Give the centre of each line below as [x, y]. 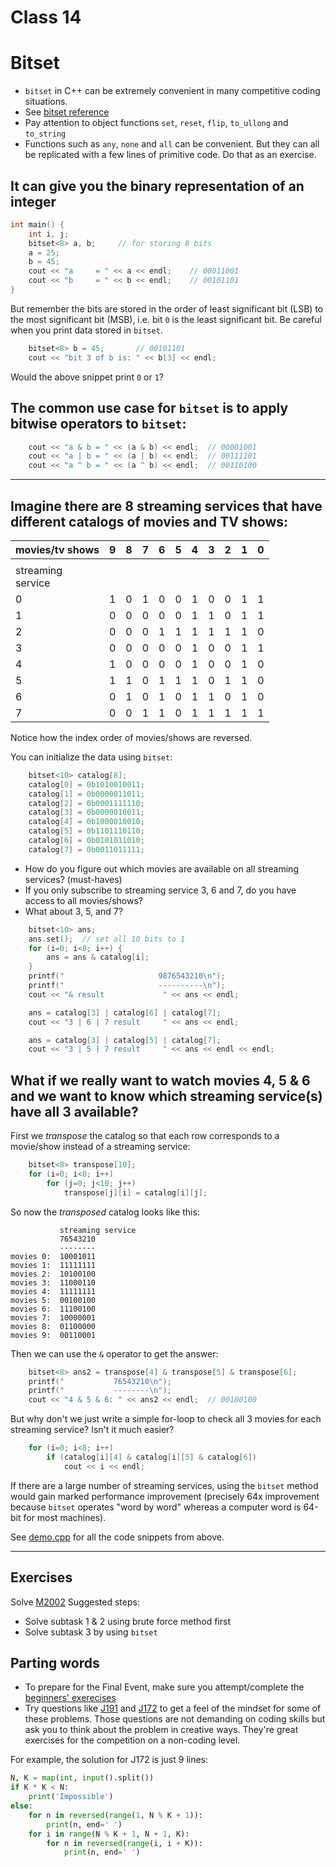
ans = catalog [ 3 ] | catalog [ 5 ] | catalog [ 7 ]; [125, 1040]
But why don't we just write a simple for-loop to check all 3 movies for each [166, 1419]
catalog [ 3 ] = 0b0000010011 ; [86, 812]
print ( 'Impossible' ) [71, 1797]
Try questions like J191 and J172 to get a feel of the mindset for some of [173, 1708]
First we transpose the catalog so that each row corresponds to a [145, 1136]
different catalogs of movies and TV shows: [149, 521]
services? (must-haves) [73, 879]
